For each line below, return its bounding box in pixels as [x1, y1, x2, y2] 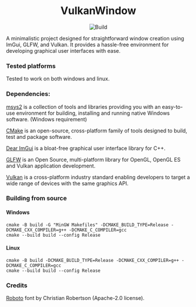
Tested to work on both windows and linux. [6, 75, 110, 83]
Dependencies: [6, 90, 51, 98]
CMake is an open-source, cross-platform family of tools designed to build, [6, 127, 187, 134]
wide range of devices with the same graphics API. [6, 180, 129, 187]
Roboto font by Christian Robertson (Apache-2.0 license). [6, 295, 145, 302]
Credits [6, 281, 27, 289]
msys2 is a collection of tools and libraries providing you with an [6, 103, 161, 110]
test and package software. [6, 133, 72, 140]
